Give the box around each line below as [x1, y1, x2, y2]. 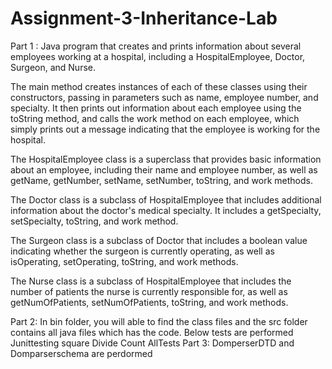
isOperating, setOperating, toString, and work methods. [10, 255, 239, 267]
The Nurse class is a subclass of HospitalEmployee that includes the [10, 275, 292, 287]
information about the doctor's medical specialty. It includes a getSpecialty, [10, 204, 322, 216]
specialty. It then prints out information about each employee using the [10, 102, 302, 114]
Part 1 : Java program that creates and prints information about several [10, 40, 302, 52]
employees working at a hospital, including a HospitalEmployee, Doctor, [10, 50, 306, 62]
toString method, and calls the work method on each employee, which [10, 112, 300, 124]
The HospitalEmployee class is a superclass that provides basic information [10, 153, 322, 165]
